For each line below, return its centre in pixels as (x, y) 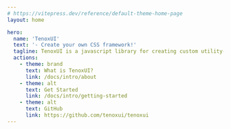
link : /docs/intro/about (61, 77)
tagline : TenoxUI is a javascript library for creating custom (106, 51)
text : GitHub (44, 109)
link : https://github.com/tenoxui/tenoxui (87, 115)
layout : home (26, 20)
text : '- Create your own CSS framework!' (75, 45)
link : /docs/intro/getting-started (76, 96)
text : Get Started (52, 90)
